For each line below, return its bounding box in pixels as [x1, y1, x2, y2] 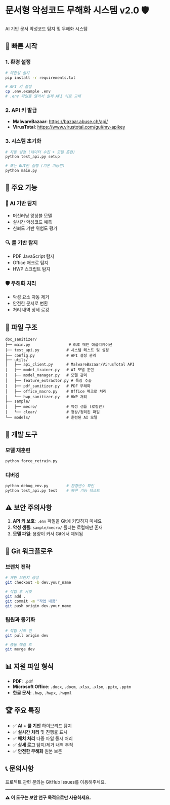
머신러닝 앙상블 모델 [12, 212, 52, 219]
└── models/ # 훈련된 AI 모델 [5, 415, 98, 420]
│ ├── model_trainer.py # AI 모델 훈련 [5, 367, 94, 373]
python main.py [5, 168, 37, 173]
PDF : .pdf [12, 678, 33, 684]
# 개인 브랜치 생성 [5, 575, 39, 580]
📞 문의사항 [5, 764, 34, 773]
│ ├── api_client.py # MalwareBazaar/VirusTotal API [5, 362, 135, 367]
